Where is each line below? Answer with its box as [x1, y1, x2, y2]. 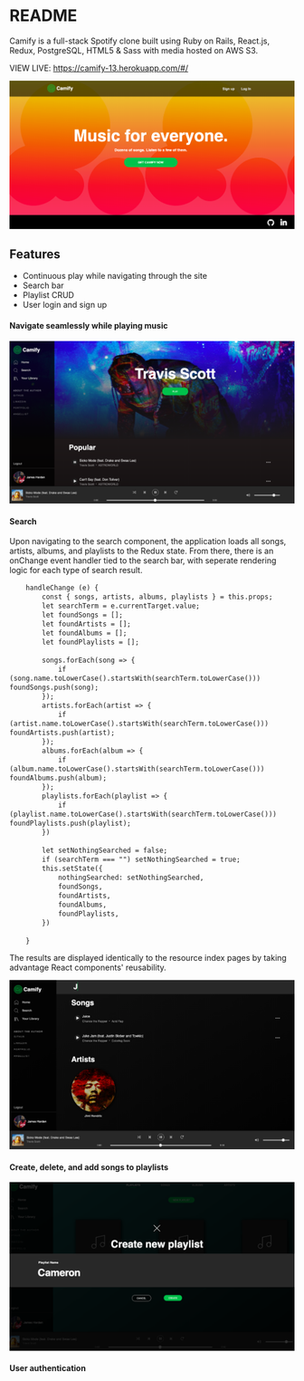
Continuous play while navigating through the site [22, 271, 208, 282]
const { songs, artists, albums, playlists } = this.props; [42, 592, 273, 602]
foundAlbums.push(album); [9, 773, 107, 783]
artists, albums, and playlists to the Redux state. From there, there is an [9, 545, 274, 557]
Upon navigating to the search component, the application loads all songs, [9, 536, 287, 547]
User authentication [9, 1363, 86, 1374]
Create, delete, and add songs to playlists [9, 1161, 169, 1173]
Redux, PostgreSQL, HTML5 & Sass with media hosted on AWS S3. [9, 44, 259, 55]
